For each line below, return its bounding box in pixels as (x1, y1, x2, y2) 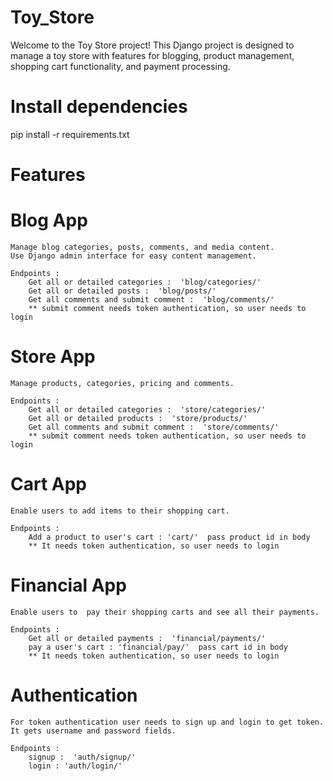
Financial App (10, 574, 127, 597)
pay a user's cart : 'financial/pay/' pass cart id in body (28, 642, 288, 652)
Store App (10, 346, 96, 368)
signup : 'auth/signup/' (28, 752, 137, 762)
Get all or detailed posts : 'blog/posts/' (28, 286, 217, 296)
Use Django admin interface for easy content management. (10, 251, 257, 261)
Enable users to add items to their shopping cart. (10, 506, 230, 516)
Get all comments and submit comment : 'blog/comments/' (28, 295, 275, 305)
